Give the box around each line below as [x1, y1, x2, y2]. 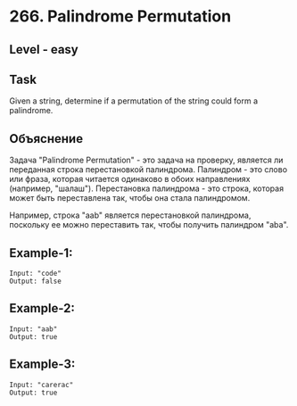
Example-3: [9, 357, 76, 372]
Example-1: [9, 245, 73, 261]
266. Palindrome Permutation [9, 6, 232, 27]
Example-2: [9, 301, 76, 316]
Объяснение [9, 131, 83, 146]
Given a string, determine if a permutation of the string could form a [9, 95, 259, 106]
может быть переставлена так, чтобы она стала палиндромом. [9, 193, 251, 203]
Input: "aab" [9, 324, 58, 334]
